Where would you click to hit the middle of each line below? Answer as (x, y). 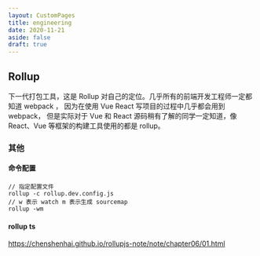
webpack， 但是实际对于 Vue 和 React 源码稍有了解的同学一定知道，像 (123, 115)
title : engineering (40, 23)
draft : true (27, 45)
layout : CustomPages (42, 15)
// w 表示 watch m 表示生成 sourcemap (68, 202)
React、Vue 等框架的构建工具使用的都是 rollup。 (86, 126)
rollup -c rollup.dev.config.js (61, 194)
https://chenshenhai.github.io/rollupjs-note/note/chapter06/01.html (117, 243)
